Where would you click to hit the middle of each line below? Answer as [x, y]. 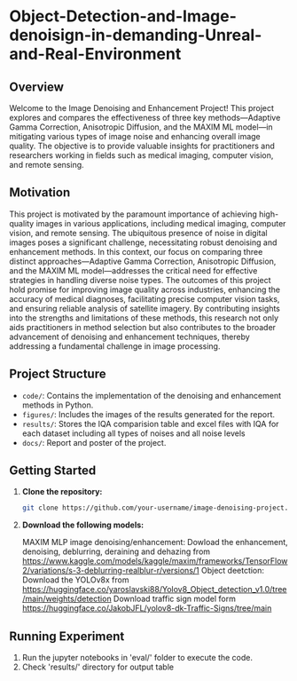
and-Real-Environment [95, 54]
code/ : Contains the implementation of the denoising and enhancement [152, 395]
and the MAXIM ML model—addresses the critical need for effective [133, 270]
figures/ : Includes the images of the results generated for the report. [148, 414]
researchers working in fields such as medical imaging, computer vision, [141, 155]
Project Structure [58, 374]
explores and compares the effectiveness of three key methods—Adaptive [145, 118]
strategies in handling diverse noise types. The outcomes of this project [141, 280]
